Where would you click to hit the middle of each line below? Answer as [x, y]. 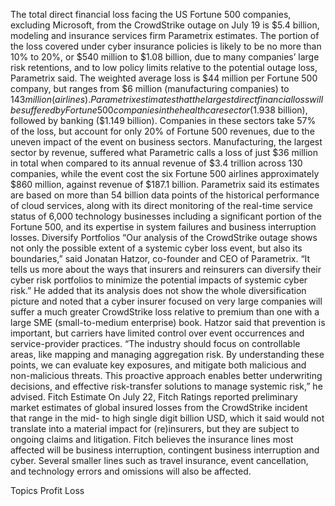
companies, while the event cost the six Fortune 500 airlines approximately [165, 173]
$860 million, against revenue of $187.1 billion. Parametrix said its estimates [165, 184]
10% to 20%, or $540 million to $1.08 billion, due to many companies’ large [165, 57]
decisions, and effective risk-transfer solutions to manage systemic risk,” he [166, 386]
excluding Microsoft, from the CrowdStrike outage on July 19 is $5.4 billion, [165, 25]
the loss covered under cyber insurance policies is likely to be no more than [166, 46]
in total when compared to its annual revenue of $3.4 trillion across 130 [156, 163]
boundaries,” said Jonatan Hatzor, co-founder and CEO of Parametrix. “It [160, 258]
